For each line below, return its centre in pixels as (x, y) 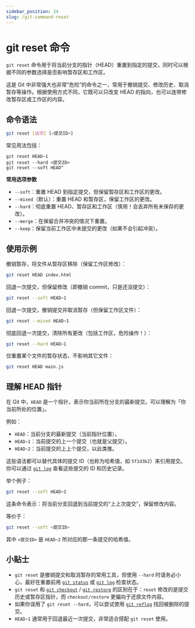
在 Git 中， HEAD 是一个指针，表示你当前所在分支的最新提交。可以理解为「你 (96, 402)
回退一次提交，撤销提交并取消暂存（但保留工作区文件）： (74, 310)
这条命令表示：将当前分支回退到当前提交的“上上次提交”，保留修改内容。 (93, 504)
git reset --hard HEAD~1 (36, 344)
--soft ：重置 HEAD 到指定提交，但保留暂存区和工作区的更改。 (90, 192)
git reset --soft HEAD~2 (36, 492)
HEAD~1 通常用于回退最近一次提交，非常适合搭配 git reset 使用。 (93, 619)
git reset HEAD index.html (39, 275)
